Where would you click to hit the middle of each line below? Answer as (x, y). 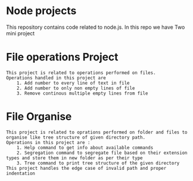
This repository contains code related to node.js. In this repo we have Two (96, 27)
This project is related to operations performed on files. (81, 73)
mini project (21, 33)
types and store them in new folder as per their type (75, 158)
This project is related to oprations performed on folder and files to (97, 132)
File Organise (39, 117)
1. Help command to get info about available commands (85, 148)
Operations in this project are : (48, 142)
